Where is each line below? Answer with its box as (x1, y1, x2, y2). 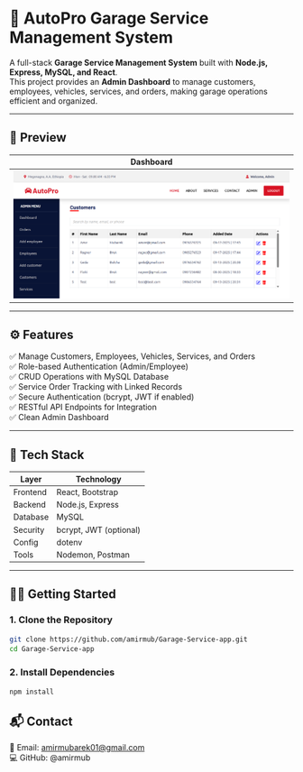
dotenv (56, 537, 83, 547)
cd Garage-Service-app (9, 645, 95, 654)
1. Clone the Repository (9, 613, 113, 626)
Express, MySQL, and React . (9, 67, 118, 78)
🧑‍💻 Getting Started (9, 586, 116, 602)
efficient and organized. (9, 95, 98, 106)
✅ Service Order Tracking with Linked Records (9, 381, 183, 392)
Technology (75, 473, 122, 484)
